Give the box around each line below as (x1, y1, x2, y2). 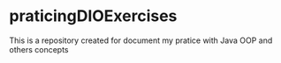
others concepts (9, 44, 69, 54)
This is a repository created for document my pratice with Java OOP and (9, 35, 273, 45)
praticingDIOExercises (9, 6, 178, 26)
